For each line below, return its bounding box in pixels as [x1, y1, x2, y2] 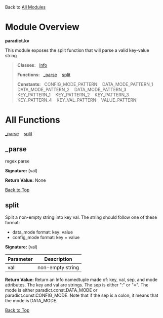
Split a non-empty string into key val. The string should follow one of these [5, 214, 157, 220]
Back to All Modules [5, 4, 46, 10]
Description [44, 255, 73, 262]
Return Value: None [5, 177, 46, 183]
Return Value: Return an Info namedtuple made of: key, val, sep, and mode [5, 277, 158, 282]
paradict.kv [5, 38, 30, 43]
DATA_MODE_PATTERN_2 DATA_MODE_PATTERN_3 [17, 86, 127, 92]
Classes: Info [17, 62, 47, 68]
